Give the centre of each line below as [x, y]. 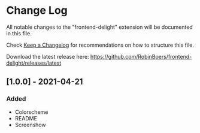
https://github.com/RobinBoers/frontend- [141, 56]
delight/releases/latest [34, 63]
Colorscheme [31, 112]
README [26, 118]
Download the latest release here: [48, 56]
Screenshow [30, 125]
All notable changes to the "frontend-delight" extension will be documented [99, 27]
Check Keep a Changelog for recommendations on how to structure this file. [100, 45]
